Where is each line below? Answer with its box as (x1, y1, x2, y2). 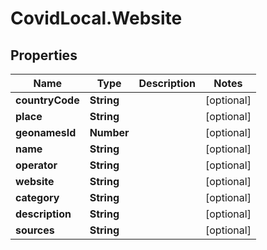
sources (15, 223, 55, 237)
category (15, 191, 60, 204)
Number (89, 126, 130, 139)
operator (15, 158, 58, 172)
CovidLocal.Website (10, 7, 183, 30)
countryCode (15, 93, 80, 107)
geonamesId (15, 126, 77, 139)
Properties (10, 47, 78, 64)
